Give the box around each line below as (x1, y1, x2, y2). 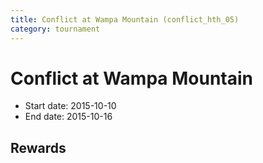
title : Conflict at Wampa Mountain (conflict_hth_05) (10, 14, 240, 25)
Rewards (10, 139, 67, 156)
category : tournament (10, 24, 101, 34)
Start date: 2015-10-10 (24, 100, 117, 112)
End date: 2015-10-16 (24, 111, 113, 123)
